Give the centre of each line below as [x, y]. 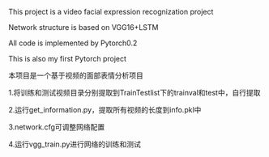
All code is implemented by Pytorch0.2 [73, 43]
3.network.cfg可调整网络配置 [57, 127]
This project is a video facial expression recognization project [111, 12]
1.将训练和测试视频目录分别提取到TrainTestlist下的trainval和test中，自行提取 [134, 93]
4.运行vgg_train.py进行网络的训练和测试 [75, 144]
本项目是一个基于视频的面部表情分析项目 [76, 75]
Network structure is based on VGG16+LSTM [83, 27]
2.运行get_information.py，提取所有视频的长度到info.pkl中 [105, 110]
